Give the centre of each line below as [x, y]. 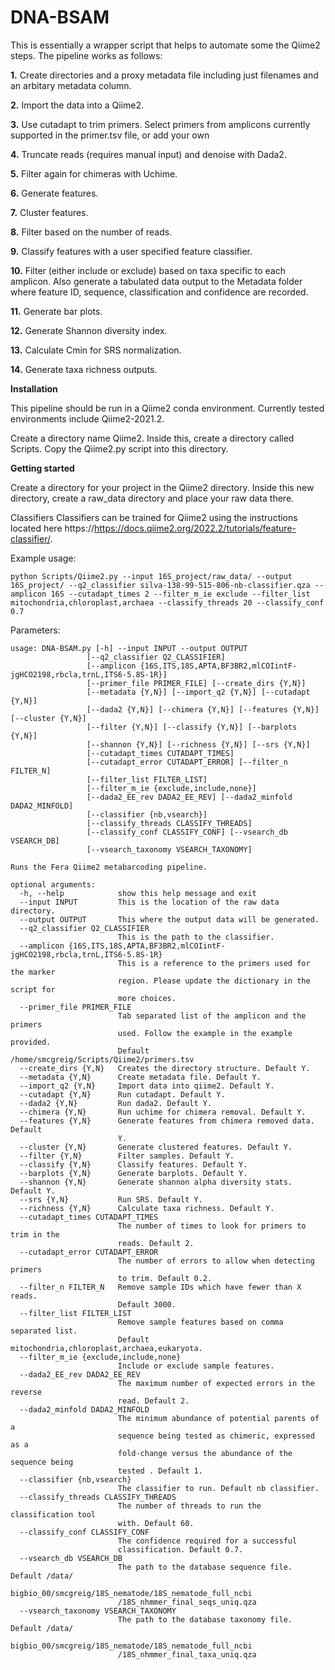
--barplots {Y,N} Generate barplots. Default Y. [133, 1173]
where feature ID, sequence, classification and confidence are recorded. [159, 292]
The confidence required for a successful [207, 1541]
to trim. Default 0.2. [165, 1278]
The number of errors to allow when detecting [216, 1261]
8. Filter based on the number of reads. [91, 232]
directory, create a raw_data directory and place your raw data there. [152, 498]
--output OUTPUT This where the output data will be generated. [169, 919]
